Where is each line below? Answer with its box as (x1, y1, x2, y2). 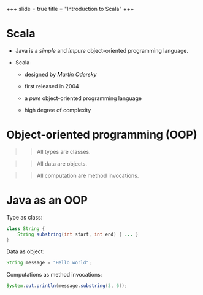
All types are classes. (36, 148, 91, 155)
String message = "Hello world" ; (6, 260, 92, 266)
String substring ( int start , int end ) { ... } (17, 231, 139, 237)
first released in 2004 (24, 82, 80, 90)
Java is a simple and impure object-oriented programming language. (15, 47, 189, 54)
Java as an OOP (6, 193, 88, 207)
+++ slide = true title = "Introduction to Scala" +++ (6, 6, 134, 12)
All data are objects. (36, 159, 88, 167)
